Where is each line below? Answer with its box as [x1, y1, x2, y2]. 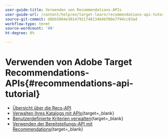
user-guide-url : [5, 12, 39, 17]
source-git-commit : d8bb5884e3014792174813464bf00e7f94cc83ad [5, 16, 137, 21]
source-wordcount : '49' [5, 26, 55, 31]
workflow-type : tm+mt [5, 21, 50, 26]
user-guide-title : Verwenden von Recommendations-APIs [5, 7, 122, 12]
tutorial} [5, 88, 40, 100]
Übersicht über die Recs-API [12, 104, 71, 110]
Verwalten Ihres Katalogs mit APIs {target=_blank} [12, 110, 114, 116]
